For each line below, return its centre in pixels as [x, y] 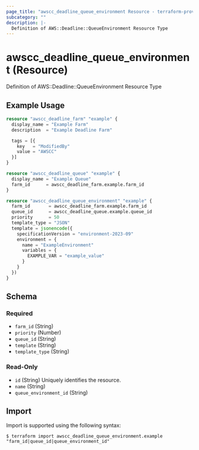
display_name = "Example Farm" [50, 124]
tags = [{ [23, 141]
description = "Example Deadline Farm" [62, 130]
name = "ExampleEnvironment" [58, 245]
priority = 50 [36, 217]
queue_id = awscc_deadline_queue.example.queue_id [82, 212]
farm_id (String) [34, 327]
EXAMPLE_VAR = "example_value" [66, 256]
